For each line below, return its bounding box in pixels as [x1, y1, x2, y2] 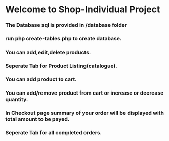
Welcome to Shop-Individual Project [5, 4, 160, 15]
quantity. [5, 96, 28, 103]
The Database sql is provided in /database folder [5, 22, 128, 29]
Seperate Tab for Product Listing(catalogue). [5, 62, 117, 69]
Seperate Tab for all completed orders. [5, 129, 102, 136]
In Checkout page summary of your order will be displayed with [5, 109, 164, 116]
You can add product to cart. [5, 76, 77, 83]
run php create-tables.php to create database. [5, 35, 122, 42]
